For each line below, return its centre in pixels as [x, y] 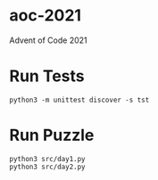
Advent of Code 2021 [48, 40]
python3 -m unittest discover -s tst [79, 100]
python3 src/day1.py [48, 159]
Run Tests [47, 76]
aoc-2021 [46, 16]
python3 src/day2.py [48, 167]
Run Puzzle [52, 135]
